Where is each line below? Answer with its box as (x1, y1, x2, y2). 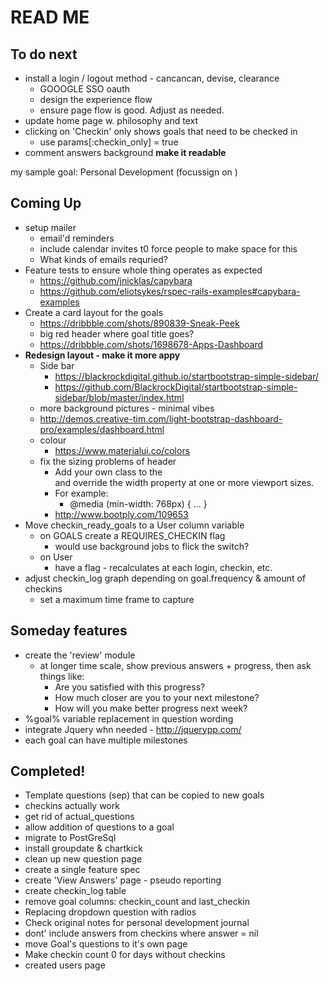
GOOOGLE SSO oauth (39, 83, 131, 95)
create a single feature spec (24, 864, 141, 876)
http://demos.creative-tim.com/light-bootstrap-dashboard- (39, 412, 283, 425)
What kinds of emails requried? (39, 253, 168, 265)
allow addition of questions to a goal (24, 821, 175, 833)
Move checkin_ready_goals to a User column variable (24, 519, 245, 531)
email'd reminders (39, 232, 115, 244)
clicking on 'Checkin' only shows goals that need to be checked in (24, 126, 298, 137)
